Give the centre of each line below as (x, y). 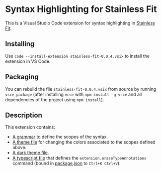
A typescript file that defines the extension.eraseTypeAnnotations (79, 158)
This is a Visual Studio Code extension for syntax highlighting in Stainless (80, 23)
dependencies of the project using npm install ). (55, 99)
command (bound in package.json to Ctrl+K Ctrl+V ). (66, 164)
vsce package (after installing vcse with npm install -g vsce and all (74, 94)
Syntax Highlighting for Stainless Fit (81, 9)
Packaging (22, 77)
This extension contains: (30, 127)
